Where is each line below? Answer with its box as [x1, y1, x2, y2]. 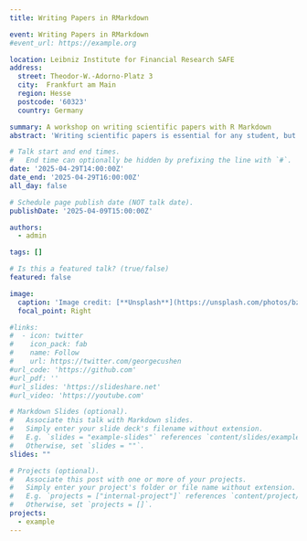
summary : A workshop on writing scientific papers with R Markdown [9, 122, 272, 132]
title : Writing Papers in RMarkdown [9, 13, 149, 23]
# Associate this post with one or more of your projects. [9, 474, 248, 484]
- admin [17, 231, 48, 240]
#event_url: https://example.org [9, 38, 137, 48]
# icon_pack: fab [9, 340, 89, 349]
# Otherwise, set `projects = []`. [9, 500, 153, 510]
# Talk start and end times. [9, 147, 121, 156]
